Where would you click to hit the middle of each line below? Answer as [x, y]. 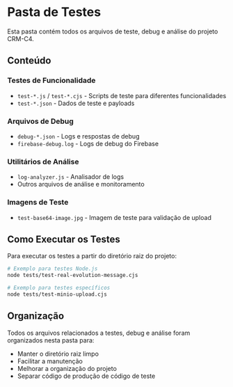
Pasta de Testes [54, 12]
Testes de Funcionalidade [51, 81]
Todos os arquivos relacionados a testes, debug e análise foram [99, 333]
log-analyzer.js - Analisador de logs [70, 177]
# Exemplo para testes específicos [59, 288]
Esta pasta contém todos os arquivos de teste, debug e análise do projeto [113, 31]
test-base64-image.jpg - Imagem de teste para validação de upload [114, 217]
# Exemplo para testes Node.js [53, 269]
